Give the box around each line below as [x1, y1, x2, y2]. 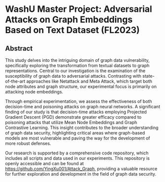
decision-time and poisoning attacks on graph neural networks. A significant [5, 104, 161, 109]
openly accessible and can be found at [5, 161, 84, 166]
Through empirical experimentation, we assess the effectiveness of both [5, 98, 152, 104]
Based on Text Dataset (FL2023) [5, 25, 140, 36]
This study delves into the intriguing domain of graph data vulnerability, [5, 57, 150, 63]
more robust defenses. [5, 140, 51, 146]
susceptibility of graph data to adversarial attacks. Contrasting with [5, 73, 142, 79]
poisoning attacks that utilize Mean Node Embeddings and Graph [5, 120, 137, 125]
